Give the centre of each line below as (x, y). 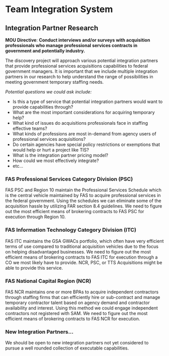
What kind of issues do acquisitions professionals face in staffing (80, 123)
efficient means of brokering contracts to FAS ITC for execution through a (81, 257)
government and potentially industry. (45, 51)
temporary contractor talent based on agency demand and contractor (77, 302)
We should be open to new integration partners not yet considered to (77, 343)
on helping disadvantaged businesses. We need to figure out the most (78, 251)
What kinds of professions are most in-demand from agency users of (84, 134)
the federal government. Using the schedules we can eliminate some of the (83, 201)
